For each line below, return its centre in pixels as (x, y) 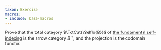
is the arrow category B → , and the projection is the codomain (84, 38)
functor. (13, 44)
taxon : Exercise (21, 9)
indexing (14, 38)
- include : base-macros (29, 18)
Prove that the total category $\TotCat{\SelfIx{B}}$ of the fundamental (75, 33)
